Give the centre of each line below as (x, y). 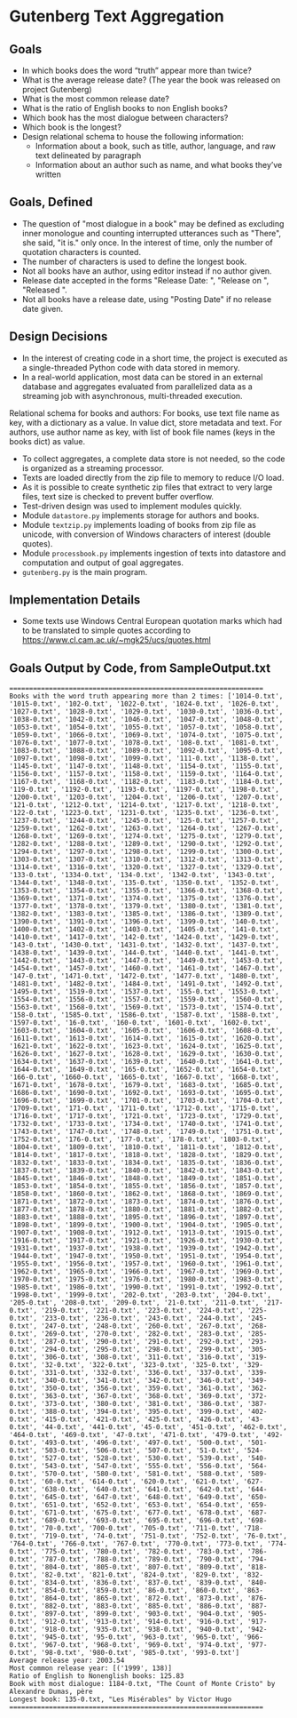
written (48, 174)
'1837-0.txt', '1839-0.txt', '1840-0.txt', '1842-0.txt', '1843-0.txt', (146, 1171)
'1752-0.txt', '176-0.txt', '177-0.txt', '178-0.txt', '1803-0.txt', (141, 1139)
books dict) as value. (47, 441)
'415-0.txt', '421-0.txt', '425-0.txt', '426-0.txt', (142, 1419)
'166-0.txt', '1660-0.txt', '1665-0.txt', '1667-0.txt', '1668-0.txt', (144, 1077)
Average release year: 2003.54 (67, 1661)
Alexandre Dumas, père (51, 1692)
